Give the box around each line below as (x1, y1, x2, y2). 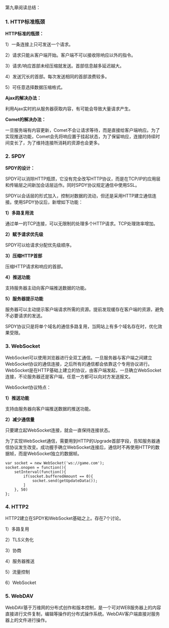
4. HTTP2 (5, 503, 29, 510)
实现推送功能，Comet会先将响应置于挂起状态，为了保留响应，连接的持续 (5, 133, 156, 140)
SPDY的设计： (5, 165, 35, 171)
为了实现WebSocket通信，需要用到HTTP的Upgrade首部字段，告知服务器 (5, 438, 156, 444)
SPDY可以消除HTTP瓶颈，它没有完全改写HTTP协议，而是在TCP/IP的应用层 (5, 176, 161, 182)
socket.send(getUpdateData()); (32, 478, 98, 483)
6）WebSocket (5, 580, 36, 586)
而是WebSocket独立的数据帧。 (18, 450, 82, 456)
